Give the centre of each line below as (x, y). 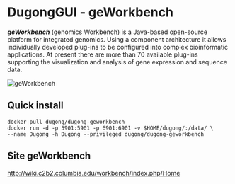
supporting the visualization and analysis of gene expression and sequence (117, 62)
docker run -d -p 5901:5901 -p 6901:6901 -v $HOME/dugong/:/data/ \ (110, 128)
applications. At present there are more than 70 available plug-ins (103, 54)
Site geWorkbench (49, 156)
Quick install (35, 106)
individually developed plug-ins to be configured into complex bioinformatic (118, 47)
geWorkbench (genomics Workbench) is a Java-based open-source (107, 32)
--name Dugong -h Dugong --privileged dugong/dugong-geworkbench (105, 134)
